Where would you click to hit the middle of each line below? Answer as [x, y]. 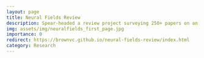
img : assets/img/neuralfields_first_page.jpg [65, 29]
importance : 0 [24, 34]
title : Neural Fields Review [43, 18]
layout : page [23, 12]
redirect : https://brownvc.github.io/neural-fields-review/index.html [98, 40]
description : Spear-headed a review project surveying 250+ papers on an [102, 23]
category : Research [31, 46]
